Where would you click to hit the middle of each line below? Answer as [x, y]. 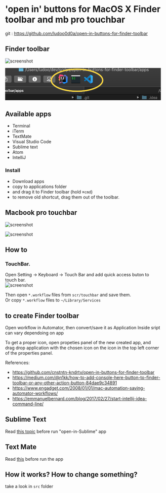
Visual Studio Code [32, 142]
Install [13, 171]
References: [17, 363]
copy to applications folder [40, 186]
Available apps [28, 114]
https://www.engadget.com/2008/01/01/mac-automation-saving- [79, 388]
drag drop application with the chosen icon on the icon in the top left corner [82, 348]
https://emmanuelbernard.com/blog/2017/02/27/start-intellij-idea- [80, 399]
